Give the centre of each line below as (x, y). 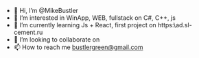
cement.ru (28, 32)
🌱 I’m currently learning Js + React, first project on (85, 25)
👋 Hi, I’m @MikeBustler (46, 11)
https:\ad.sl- (175, 25)
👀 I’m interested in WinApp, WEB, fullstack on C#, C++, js (95, 18)
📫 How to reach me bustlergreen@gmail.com (78, 47)
